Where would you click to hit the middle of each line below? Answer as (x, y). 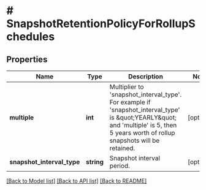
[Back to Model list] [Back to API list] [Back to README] (77, 181)
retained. (122, 148)
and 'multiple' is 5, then (143, 125)
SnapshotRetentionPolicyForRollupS (101, 24)
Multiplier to (127, 87)
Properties (27, 59)
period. (120, 166)
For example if (130, 102)
